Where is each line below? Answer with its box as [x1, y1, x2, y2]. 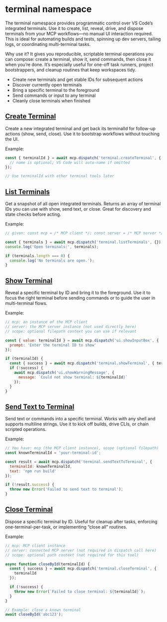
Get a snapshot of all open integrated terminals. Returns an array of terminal [5, 201, 161, 207]
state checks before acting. [5, 211, 61, 218]
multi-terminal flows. [5, 301, 48, 307]
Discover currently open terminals [12, 81, 82, 88]
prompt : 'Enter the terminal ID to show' [9, 342, 97, 347]
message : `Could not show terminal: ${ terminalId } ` [18, 374, 128, 380]
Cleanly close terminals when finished [12, 97, 90, 103]
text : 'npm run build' [9, 468, 57, 474]
